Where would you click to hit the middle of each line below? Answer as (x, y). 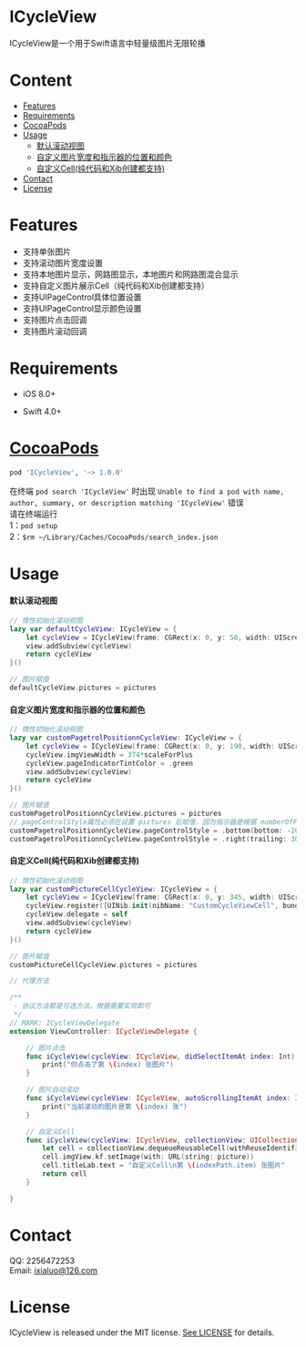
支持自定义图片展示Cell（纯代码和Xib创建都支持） (116, 285)
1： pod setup (34, 525)
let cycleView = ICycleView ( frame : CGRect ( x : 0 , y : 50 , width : (148, 638)
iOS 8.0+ (39, 393)
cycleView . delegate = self (77, 914)
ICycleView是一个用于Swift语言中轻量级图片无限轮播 (107, 43)
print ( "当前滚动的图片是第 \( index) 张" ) (115, 1107)
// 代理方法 (30, 981)
